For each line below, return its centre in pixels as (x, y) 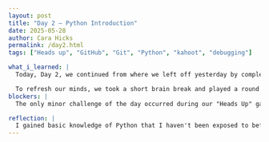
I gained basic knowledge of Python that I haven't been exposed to (132, 126)
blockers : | (28, 97)
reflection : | (32, 118)
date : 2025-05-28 (37, 30)
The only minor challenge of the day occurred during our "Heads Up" (134, 104)
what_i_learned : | (39, 67)
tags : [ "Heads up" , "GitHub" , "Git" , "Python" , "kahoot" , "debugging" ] (130, 53)
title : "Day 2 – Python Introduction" (73, 23)
